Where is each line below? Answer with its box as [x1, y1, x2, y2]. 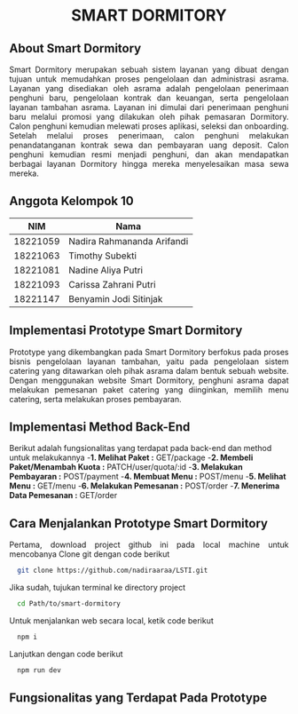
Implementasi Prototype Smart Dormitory [9, 323, 243, 338]
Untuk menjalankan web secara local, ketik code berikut [9, 615, 215, 626]
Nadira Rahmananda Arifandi [68, 234, 189, 247]
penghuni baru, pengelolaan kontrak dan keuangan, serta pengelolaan [9, 92, 289, 103]
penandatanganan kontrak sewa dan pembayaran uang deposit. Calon [9, 139, 289, 150]
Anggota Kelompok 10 [9, 194, 135, 209]
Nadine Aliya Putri [68, 264, 144, 276]
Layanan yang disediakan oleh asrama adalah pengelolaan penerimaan [9, 83, 289, 93]
